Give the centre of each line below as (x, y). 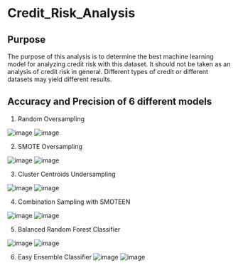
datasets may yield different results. (60, 79)
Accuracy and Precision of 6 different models (110, 102)
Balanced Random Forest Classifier (69, 229)
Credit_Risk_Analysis (71, 13)
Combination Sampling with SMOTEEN (74, 202)
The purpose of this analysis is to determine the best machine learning (111, 56)
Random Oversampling (51, 118)
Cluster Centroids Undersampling (66, 174)
